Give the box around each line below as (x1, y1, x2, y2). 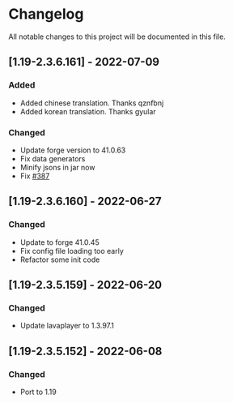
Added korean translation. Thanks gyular (19, 106, 156, 116)
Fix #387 (19, 171, 50, 181)
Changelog (8, 5, 84, 24)
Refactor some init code (19, 255, 100, 264)
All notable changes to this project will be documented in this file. (8, 32, 227, 41)
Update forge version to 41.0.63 (19, 145, 126, 155)
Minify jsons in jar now (19, 162, 95, 172)
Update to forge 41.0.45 (19, 237, 100, 247)
